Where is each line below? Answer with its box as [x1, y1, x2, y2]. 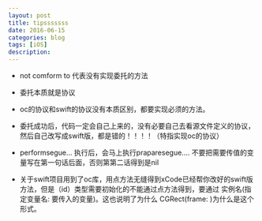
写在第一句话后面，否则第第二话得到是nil [26, 158, 159, 167]
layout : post [8, 11, 51, 20]
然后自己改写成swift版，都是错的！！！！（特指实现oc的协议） [19, 131, 223, 140]
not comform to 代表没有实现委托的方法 [19, 71, 148, 80]
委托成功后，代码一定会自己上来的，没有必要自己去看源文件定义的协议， [19, 122, 255, 130]
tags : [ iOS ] [8, 41, 47, 49]
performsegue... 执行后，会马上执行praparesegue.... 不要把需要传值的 [19, 148, 247, 157]
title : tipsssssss [8, 19, 69, 27]
